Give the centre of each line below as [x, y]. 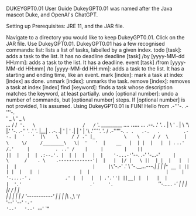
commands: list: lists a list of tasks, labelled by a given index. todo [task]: [94, 50]
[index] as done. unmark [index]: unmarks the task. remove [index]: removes [98, 81]
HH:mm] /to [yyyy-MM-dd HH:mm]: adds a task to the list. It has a [105, 69]
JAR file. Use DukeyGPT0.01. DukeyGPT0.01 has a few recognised [85, 44]
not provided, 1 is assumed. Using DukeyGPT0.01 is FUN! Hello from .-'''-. [94, 106]
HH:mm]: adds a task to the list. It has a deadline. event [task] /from [87, 62]
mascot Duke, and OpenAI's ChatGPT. [52, 15]
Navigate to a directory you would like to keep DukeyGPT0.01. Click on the [95, 37]
